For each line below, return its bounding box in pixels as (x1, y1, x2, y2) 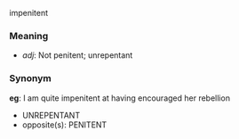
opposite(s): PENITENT (21, 119, 108, 130)
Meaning (9, 29, 49, 42)
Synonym (9, 72, 52, 85)
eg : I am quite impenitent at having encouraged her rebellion (9, 93, 231, 103)
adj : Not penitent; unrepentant (21, 50, 133, 61)
